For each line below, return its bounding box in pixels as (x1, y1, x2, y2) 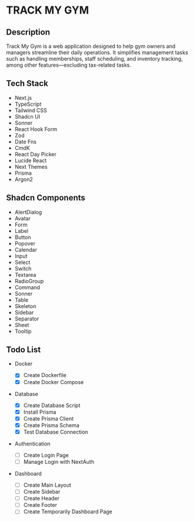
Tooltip (14, 327, 32, 335)
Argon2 (14, 175, 34, 183)
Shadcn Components (6, 193, 86, 203)
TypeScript (14, 100, 42, 107)
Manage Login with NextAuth (23, 458, 94, 465)
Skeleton (14, 302, 37, 310)
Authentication (14, 440, 51, 447)
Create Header (23, 495, 60, 502)
